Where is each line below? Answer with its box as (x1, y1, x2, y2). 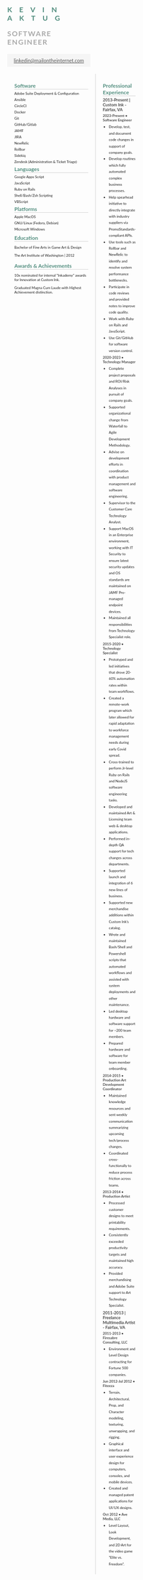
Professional (103, 82, 132, 89)
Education (14, 234, 38, 241)
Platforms (14, 205, 38, 213)
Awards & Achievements (14, 262, 72, 270)
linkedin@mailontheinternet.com (13, 57, 84, 64)
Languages (14, 165, 40, 172)
